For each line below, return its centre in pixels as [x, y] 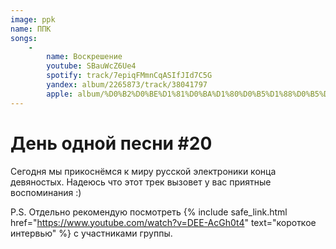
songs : [24, 38]
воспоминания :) [46, 192]
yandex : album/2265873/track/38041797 [127, 85]
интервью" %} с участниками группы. [91, 233]
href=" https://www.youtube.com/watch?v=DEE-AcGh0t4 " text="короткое [163, 222]
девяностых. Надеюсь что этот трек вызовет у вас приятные [141, 182]
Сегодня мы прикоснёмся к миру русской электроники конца [143, 171]
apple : [60, 94]
